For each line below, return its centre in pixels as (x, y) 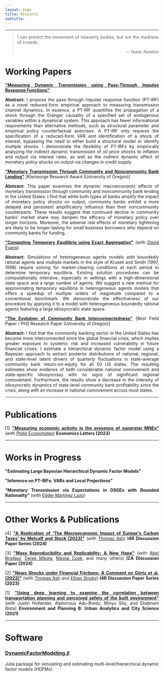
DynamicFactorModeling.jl (37, 653)
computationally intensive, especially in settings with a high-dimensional (82, 278)
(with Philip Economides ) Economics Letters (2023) (58, 434)
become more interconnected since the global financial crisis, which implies (82, 338)
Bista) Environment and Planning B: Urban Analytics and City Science (82, 609)
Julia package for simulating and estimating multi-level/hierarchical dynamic (82, 664)
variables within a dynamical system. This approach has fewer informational (82, 121)
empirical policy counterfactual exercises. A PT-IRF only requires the (82, 131)
